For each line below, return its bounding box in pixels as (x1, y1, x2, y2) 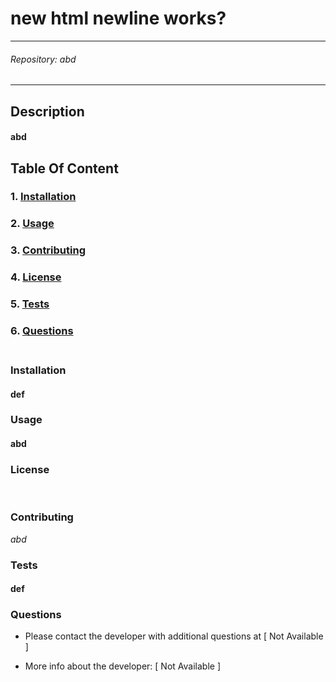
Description (10, 103, 85, 120)
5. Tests (10, 297, 50, 311)
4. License (10, 270, 62, 284)
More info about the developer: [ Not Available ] (24, 660, 221, 672)
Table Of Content (10, 160, 119, 177)
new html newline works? (10, 7, 227, 30)
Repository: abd (10, 53, 77, 65)
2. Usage (10, 217, 55, 231)
